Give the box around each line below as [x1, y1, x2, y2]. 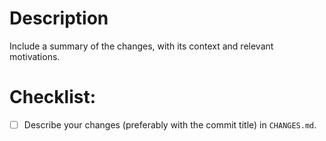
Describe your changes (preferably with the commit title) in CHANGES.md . [23, 118, 317, 131]
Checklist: [9, 86, 97, 109]
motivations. [9, 50, 61, 62]
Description [9, 7, 109, 30]
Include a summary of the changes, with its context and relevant [9, 40, 274, 52]
